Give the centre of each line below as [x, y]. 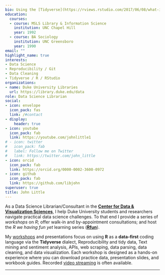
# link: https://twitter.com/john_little [50, 156]
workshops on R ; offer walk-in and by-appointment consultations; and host [81, 222]
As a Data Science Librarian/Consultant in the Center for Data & [70, 206]
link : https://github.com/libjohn [45, 183]
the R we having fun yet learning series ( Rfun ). [52, 227]
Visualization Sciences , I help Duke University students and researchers [79, 211]
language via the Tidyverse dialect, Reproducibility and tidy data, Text [76, 242]
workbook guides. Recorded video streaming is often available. [69, 263]
